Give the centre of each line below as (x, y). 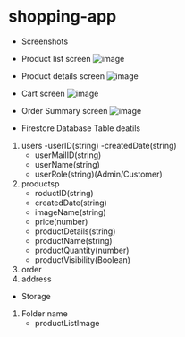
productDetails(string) (75, 231)
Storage (36, 296)
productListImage (67, 323)
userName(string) (67, 164)
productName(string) (73, 240)
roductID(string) (64, 193)
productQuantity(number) (82, 250)
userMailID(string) (68, 155)
